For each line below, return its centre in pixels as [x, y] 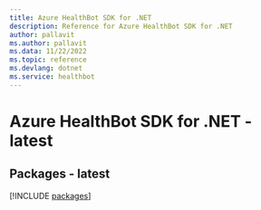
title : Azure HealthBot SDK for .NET [81, 18]
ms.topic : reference [48, 60]
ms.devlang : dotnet [46, 69]
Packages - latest [60, 174]
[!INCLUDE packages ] [50, 196]
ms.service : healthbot [52, 77]
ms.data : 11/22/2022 [48, 52]
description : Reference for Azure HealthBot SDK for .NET [121, 26]
